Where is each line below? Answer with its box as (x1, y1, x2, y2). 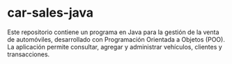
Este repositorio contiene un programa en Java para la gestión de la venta (7, 28, 219, 36)
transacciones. (7, 50, 50, 58)
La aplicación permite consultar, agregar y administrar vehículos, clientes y (7, 42, 223, 51)
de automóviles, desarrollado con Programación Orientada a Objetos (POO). (7, 35, 225, 43)
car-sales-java (7, 5, 94, 21)
